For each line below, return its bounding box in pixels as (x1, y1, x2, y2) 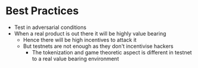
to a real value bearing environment (32, 55, 120, 62)
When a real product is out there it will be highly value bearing (14, 30, 166, 37)
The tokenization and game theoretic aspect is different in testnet (32, 48, 192, 56)
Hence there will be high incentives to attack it (23, 36, 137, 43)
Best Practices (5, 4, 79, 18)
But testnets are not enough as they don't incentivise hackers (23, 43, 174, 50)
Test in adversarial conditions (14, 24, 87, 31)
